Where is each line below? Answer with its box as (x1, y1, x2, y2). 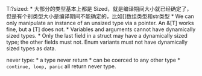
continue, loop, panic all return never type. (6, 63, 116, 70)
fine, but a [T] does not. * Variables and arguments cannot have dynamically (6, 26, 196, 33)
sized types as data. (6, 45, 56, 52)
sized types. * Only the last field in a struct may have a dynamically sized (6, 32, 188, 39)
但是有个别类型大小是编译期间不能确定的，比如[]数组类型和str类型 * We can (6, 13, 194, 20)
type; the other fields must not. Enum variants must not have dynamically (6, 38, 188, 45)
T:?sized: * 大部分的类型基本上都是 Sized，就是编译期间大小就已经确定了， (6, 5, 192, 12)
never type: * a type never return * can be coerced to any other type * (6, 56, 181, 63)
